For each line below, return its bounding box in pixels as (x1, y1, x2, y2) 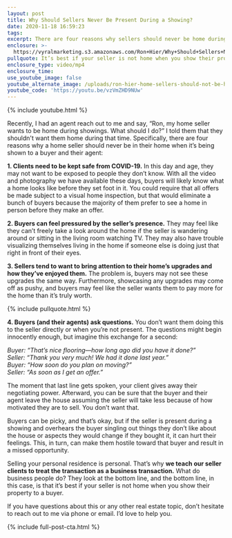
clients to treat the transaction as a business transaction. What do (7, 467, 200, 475)
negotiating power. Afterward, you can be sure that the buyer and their (7, 389, 208, 397)
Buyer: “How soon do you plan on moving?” (7, 361, 133, 369)
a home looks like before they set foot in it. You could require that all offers (7, 184, 220, 192)
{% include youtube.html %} (7, 106, 88, 114)
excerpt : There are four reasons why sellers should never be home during (7, 36, 227, 43)
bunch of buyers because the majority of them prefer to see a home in (7, 199, 207, 207)
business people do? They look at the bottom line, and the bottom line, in (7, 474, 214, 483)
